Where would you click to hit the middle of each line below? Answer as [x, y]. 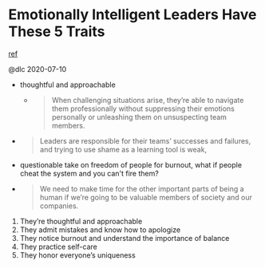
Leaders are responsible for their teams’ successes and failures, [145, 140]
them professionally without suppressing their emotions [143, 108]
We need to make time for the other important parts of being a [142, 188]
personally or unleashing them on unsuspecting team [139, 116]
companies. [59, 206]
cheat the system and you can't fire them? [89, 173]
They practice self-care [58, 246]
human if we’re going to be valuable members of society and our [146, 197]
